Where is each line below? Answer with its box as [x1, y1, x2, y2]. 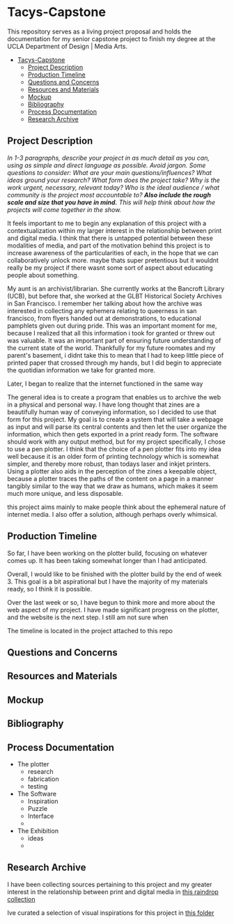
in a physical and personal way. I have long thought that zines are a [7, 400, 201, 409]
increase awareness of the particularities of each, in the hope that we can [7, 248, 219, 257]
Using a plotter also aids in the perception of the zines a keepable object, [7, 467, 217, 475]
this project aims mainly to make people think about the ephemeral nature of [7, 503, 226, 511]
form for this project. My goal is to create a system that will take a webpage [7, 415, 224, 423]
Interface [27, 812, 54, 820]
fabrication [27, 775, 59, 783]
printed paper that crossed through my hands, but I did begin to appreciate [7, 358, 222, 367]
